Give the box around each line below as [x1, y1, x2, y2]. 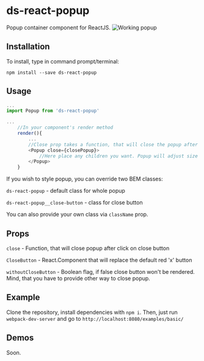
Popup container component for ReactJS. [6, 24, 111, 31]
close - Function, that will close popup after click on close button [6, 245, 170, 252]
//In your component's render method [17, 124, 114, 131]
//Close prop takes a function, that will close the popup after [28, 141, 199, 148]
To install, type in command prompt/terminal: [6, 57, 119, 65]
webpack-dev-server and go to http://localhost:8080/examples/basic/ [6, 315, 184, 322]
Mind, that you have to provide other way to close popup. [6, 275, 151, 282]
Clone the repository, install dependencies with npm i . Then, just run [6, 309, 178, 316]
